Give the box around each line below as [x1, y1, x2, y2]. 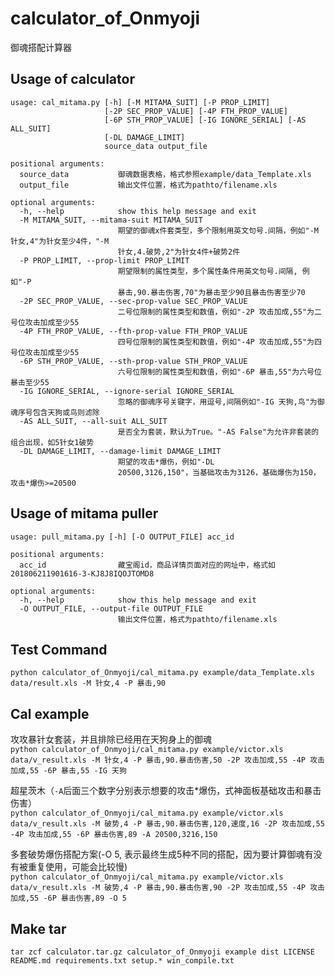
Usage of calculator [10, 71, 135, 88]
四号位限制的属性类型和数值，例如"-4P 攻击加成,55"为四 [117, 337, 322, 347]
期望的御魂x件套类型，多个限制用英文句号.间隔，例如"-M [117, 225, 319, 236]
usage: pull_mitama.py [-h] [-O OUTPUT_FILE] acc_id [10, 532, 235, 542]
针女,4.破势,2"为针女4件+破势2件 [117, 247, 241, 257]
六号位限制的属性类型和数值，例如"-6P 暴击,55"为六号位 [117, 367, 322, 377]
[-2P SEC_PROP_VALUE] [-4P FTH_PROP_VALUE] [104, 106, 288, 116]
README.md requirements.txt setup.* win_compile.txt [10, 956, 235, 966]
